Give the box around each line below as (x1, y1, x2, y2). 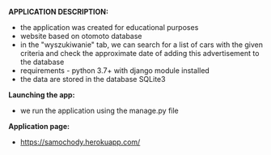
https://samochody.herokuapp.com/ (19, 137, 141, 147)
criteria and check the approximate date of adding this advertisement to (19, 49, 260, 58)
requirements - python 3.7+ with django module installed (19, 66, 210, 75)
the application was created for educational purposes (19, 23, 199, 32)
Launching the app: (8, 90, 75, 100)
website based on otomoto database (19, 32, 143, 41)
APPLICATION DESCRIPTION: (8, 7, 109, 16)
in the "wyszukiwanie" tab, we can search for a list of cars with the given (19, 40, 264, 50)
